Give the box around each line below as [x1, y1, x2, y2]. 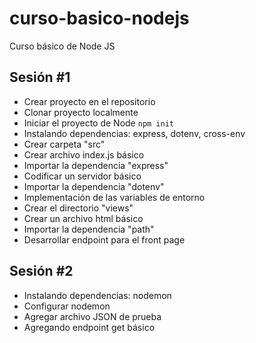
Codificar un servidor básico [23, 170, 142, 182]
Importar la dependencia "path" [23, 223, 155, 235]
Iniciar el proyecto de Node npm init [23, 117, 174, 129]
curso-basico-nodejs [9, 7, 190, 30]
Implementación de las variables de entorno [23, 191, 206, 203]
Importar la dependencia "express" [23, 159, 169, 171]
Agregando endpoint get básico [23, 321, 156, 333]
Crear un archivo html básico [23, 212, 144, 224]
